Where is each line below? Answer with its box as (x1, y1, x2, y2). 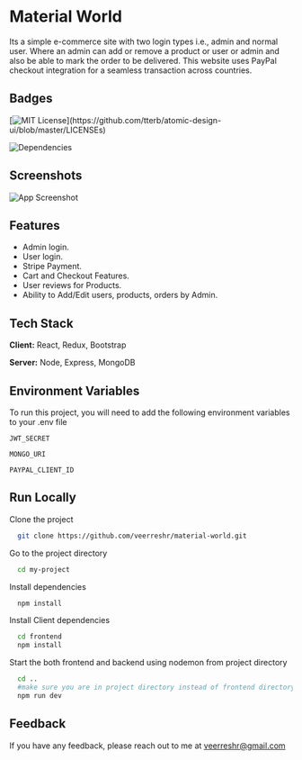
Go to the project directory (9, 547, 108, 558)
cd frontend (17, 632, 63, 641)
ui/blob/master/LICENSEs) (9, 124, 106, 135)
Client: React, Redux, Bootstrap (9, 339, 127, 350)
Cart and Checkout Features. (22, 270, 130, 281)
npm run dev (17, 691, 63, 700)
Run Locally (9, 490, 76, 505)
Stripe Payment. (22, 261, 83, 272)
